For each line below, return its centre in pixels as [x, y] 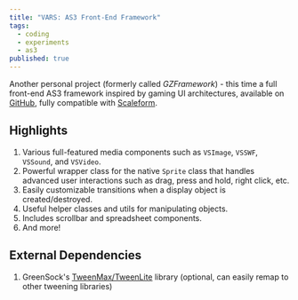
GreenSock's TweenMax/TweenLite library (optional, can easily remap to [155, 277]
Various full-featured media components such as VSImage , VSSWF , [140, 152]
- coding [33, 34]
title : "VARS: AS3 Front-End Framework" [85, 17]
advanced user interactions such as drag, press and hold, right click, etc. [156, 180]
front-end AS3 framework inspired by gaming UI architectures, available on [147, 93]
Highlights [39, 131]
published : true [39, 59]
